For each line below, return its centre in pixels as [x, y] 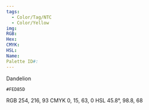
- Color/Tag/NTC [32, 17]
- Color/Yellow [30, 23]
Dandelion [19, 78]
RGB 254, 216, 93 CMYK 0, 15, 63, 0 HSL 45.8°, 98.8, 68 [74, 100]
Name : [13, 56]
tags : [13, 12]
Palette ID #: [22, 61]
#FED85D [16, 89]
